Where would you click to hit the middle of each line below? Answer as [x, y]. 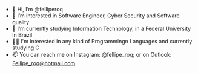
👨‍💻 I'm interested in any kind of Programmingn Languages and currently [102, 41]
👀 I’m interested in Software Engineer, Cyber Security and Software [96, 16]
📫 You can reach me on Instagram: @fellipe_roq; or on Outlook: [92, 55]
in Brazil [22, 35]
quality [21, 22]
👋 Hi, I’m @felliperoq [38, 9]
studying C [25, 48]
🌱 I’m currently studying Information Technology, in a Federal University [101, 28]
